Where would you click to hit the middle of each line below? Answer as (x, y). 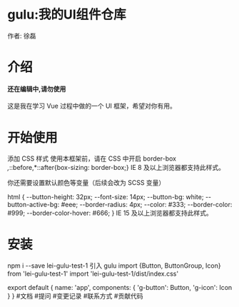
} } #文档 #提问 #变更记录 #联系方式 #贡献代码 (75, 296)
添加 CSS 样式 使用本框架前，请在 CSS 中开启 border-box (92, 158)
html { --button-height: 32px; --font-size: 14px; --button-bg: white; (106, 197)
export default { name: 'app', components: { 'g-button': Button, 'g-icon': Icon (120, 288)
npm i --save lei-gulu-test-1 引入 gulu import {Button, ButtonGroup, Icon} (114, 266)
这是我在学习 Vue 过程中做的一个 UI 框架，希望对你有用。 (92, 106)
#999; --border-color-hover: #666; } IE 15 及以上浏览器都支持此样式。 (110, 213)
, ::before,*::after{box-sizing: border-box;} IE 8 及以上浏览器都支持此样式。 (116, 168)
